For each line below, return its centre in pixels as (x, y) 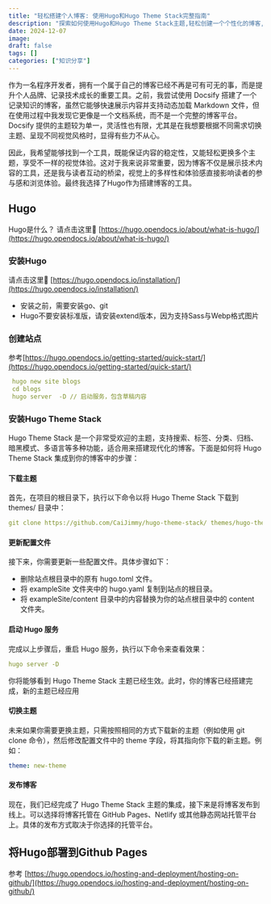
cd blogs (27, 389)
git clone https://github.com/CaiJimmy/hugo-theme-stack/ (108, 523)
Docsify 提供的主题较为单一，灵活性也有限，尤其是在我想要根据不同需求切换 (135, 125)
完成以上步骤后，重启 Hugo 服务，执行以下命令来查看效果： (108, 649)
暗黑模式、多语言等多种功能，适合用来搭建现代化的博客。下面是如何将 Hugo (135, 448)
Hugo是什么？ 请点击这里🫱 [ (55, 229)
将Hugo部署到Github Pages (78, 853)
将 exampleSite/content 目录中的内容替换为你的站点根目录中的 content (137, 599)
